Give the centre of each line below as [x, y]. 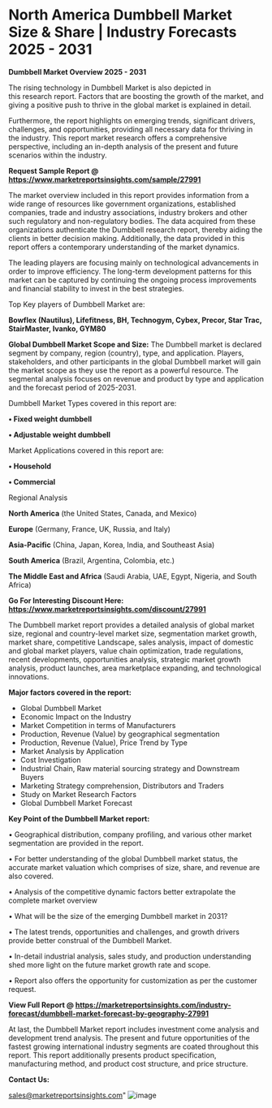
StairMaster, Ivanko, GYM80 [58, 328]
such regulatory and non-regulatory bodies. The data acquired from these [132, 221]
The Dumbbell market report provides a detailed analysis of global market [132, 625]
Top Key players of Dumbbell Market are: [77, 304]
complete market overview [53, 900]
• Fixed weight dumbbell [50, 419]
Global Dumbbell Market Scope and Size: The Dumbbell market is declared [135, 344]
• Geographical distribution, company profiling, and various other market [130, 834]
